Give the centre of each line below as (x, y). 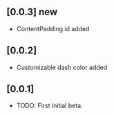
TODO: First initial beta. (50, 106)
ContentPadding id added (53, 28)
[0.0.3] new (32, 12)
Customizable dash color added (62, 67)
